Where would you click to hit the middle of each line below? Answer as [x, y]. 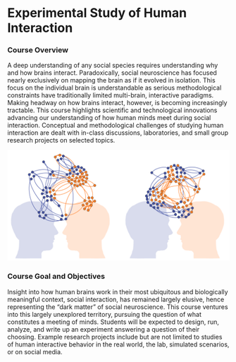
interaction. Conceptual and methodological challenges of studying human [116, 126]
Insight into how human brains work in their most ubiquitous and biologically [118, 291]
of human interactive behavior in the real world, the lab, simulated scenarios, [118, 344]
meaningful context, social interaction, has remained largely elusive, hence [116, 299]
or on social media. [35, 351]
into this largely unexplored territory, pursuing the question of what [105, 314]
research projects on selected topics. [61, 140]
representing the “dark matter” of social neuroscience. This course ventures [118, 307]
